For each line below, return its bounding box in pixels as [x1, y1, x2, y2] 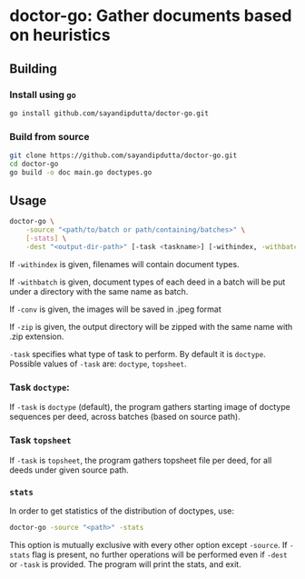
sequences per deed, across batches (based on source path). [9, 411, 241, 423]
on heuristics [9, 25, 111, 45]
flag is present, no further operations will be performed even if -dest [31, 549, 288, 560]
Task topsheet [9, 434, 72, 446]
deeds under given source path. [9, 464, 129, 475]
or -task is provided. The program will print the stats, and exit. [9, 558, 242, 569]
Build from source [9, 130, 90, 143]
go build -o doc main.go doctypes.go [9, 167, 152, 177]
